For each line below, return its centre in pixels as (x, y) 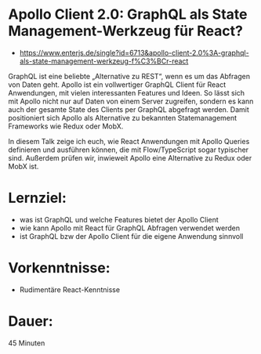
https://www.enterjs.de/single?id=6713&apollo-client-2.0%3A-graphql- (134, 52)
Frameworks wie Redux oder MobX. (66, 126)
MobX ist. (24, 166)
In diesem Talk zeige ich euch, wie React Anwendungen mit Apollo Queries (129, 141)
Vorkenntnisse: (60, 268)
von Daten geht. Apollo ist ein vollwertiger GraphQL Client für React (117, 85)
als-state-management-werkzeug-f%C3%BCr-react (104, 61)
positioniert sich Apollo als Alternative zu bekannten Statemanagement (123, 117)
